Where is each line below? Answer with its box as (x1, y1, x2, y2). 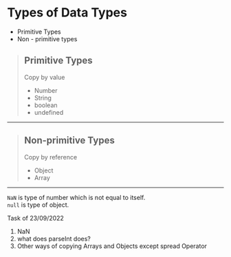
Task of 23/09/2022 (7, 214, 64, 222)
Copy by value (23, 73, 65, 81)
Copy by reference (23, 153, 78, 161)
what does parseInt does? (16, 234, 91, 243)
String (34, 93, 52, 102)
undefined (34, 108, 64, 116)
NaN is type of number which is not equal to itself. (7, 193, 146, 201)
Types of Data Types (7, 5, 127, 21)
